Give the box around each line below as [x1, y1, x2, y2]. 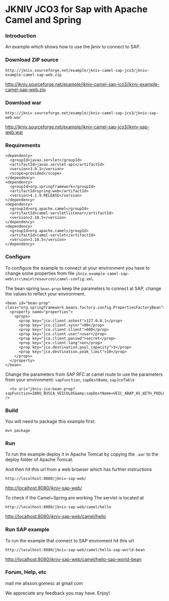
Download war [5, 99, 42, 106]
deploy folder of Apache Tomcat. [5, 457, 74, 463]
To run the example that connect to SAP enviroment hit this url [5, 537, 134, 543]
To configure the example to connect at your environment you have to [5, 265, 150, 271]
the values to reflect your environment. [5, 290, 86, 296]
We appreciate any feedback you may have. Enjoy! [5, 590, 110, 596]
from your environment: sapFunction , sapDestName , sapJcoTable [5, 376, 135, 382]
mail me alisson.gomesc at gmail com [5, 580, 83, 586]
